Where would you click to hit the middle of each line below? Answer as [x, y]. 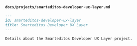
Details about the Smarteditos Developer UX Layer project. [69, 39]
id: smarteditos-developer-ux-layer [43, 20]
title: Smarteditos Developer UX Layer [47, 25]
